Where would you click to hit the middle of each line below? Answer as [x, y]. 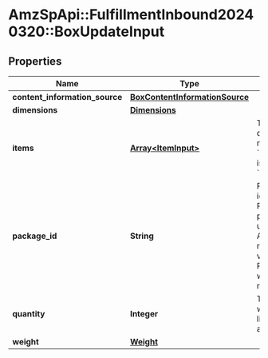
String [142, 236]
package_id [35, 236]
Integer [144, 314]
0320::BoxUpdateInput [87, 32]
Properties [35, 61]
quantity [29, 314]
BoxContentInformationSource [190, 97]
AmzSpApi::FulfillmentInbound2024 [131, 15]
